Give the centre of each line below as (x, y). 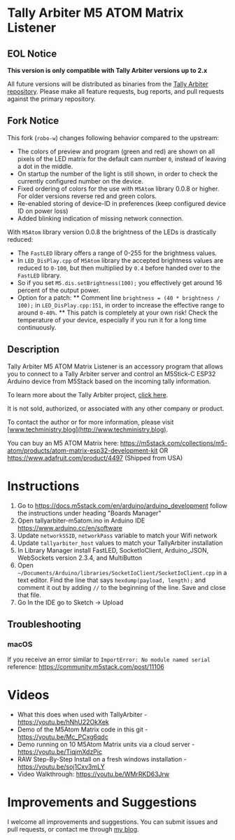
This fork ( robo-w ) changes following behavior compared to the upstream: (113, 137)
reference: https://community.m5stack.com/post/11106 (86, 667)
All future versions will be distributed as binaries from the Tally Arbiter (108, 84)
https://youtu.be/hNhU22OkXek (63, 722)
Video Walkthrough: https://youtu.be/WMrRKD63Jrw (93, 774)
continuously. (37, 327)
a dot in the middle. (45, 166)
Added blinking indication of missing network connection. (100, 218)
